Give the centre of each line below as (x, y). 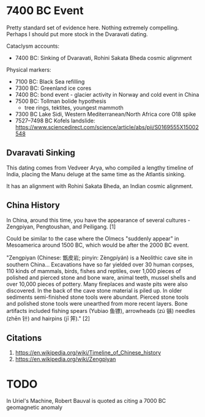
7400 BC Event (45, 11)
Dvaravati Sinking (41, 153)
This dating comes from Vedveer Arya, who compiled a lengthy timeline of (100, 167)
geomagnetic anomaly (35, 407)
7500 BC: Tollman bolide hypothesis (61, 101)
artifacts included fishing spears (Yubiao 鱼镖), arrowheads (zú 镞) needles (101, 310)
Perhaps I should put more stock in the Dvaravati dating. (77, 34)
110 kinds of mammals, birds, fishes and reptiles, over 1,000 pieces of (94, 271)
